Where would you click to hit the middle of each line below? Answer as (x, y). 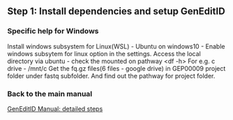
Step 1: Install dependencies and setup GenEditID (116, 11)
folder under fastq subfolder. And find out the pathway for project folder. (111, 76)
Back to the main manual (50, 94)
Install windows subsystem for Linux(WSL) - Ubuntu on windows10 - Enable (116, 46)
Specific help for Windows (53, 31)
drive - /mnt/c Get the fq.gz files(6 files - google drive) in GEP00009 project (116, 68)
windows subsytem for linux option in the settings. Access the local (104, 53)
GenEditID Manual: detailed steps (55, 109)
